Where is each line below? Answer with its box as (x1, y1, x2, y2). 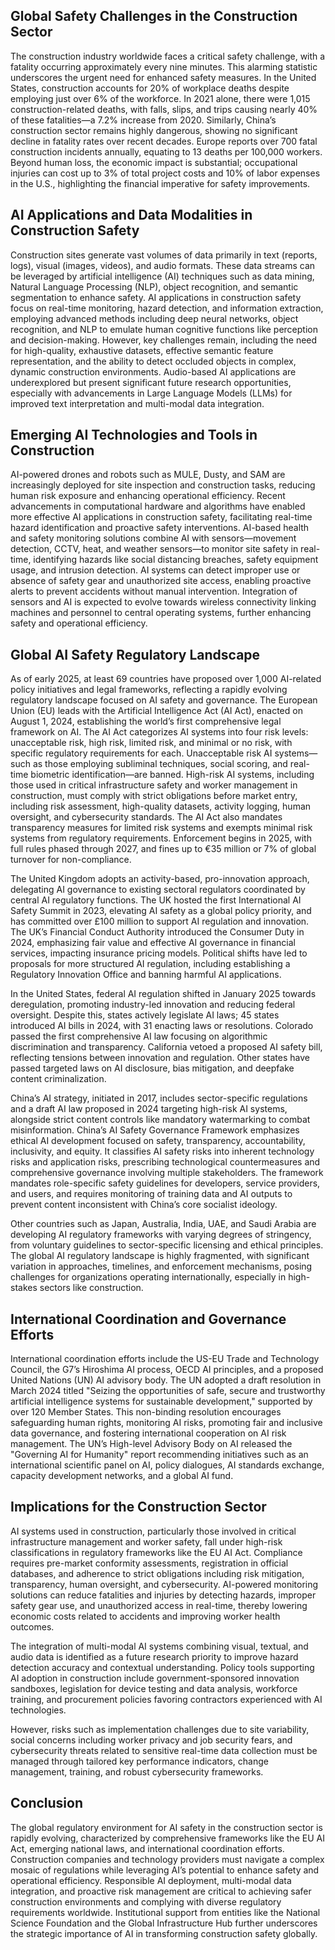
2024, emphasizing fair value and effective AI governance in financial (10, 937, 296, 949)
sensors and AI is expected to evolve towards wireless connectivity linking (10, 596, 317, 608)
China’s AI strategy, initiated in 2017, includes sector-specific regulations (10, 1092, 308, 1104)
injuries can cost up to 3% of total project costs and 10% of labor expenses (10, 167, 321, 179)
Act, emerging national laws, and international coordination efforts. (10, 1842, 285, 1854)
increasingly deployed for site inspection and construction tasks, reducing (10, 479, 316, 491)
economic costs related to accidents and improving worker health (10, 1610, 281, 1622)
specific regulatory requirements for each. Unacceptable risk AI (10, 747, 273, 759)
